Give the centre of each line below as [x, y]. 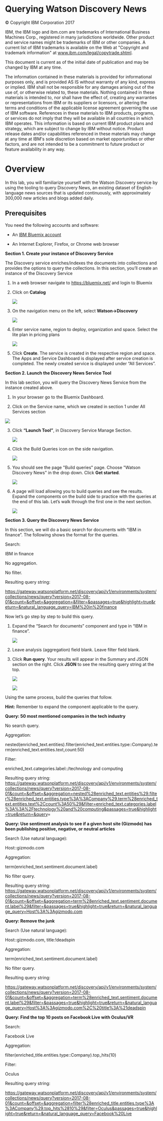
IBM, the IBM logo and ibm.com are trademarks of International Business [78, 32]
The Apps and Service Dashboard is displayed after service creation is [82, 358]
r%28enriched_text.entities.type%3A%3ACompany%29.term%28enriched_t [81, 799]
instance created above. [29, 387]
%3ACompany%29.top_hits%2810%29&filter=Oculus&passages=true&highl [81, 1108]
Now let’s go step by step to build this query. [49, 616]
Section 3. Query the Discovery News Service [52, 520]
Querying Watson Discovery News [76, 9]
